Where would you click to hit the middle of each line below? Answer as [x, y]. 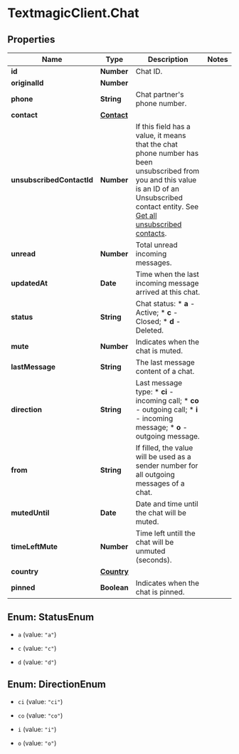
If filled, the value [164, 448]
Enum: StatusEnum [51, 617]
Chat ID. [149, 71]
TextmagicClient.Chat [74, 13]
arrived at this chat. [168, 292]
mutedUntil [30, 513]
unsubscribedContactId [52, 180]
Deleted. [150, 330]
